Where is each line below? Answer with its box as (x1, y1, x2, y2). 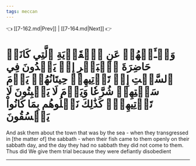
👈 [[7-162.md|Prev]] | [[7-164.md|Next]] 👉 (6, 25, 112, 32)
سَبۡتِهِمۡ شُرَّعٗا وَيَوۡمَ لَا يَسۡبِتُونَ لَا (6, 85, 159, 98)
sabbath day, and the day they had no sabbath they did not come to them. (6, 141, 184, 148)
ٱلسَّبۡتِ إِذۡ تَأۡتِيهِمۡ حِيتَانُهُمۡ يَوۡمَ (6, 72, 174, 85)
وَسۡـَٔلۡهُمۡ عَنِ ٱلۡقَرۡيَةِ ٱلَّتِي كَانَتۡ (6, 47, 176, 61)
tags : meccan (6, 8, 38, 15)
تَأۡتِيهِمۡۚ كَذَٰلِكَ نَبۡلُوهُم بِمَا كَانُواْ (6, 97, 153, 110)
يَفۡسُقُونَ (6, 109, 50, 123)
